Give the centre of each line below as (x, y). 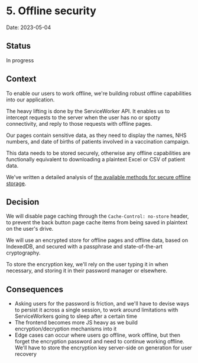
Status (19, 46)
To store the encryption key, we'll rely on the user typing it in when (87, 265)
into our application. (30, 100)
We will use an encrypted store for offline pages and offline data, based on (97, 240)
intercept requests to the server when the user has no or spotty (83, 117)
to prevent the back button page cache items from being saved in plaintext (97, 222)
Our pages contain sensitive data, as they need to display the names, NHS (97, 135)
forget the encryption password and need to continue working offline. (99, 342)
